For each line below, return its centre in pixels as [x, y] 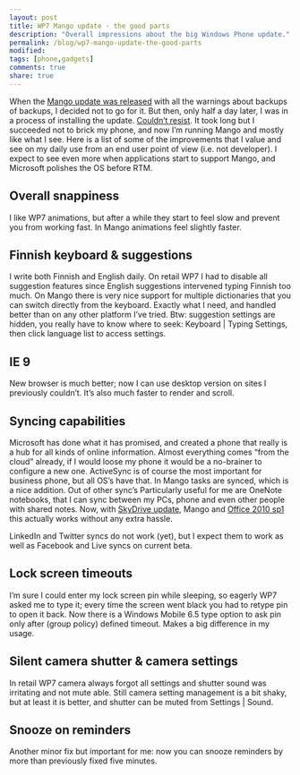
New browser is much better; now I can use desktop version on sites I [138, 383]
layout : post [34, 17]
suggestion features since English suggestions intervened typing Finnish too [150, 286]
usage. [22, 633]
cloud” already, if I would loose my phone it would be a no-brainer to [136, 461]
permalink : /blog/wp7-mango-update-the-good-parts [106, 43]
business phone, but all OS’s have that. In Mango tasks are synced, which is [149, 481]
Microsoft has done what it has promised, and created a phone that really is [149, 443]
